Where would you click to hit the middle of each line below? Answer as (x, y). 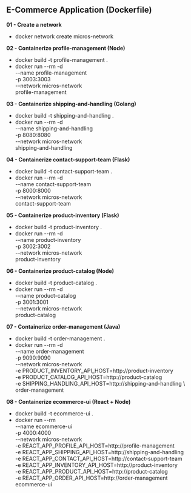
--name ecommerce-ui (44, 426)
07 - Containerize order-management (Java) (63, 326)
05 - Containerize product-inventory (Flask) (63, 215)
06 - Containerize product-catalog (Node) (60, 271)
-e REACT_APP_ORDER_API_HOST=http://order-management (91, 478)
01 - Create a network (34, 24)
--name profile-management (51, 73)
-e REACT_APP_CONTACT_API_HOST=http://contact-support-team (99, 458)
